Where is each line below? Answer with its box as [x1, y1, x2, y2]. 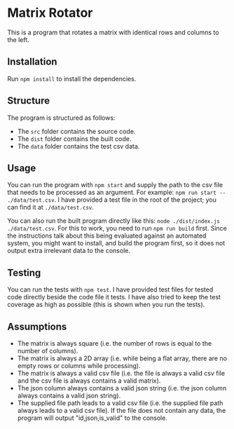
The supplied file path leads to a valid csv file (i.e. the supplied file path [17, 399, 223, 407]
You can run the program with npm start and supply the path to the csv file [7, 181, 223, 189]
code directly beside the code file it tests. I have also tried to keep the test [7, 293, 221, 301]
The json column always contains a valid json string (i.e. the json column [17, 384, 227, 392]
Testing [7, 266, 41, 278]
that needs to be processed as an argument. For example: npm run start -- [7, 188, 226, 197]
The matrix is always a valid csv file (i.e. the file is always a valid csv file [17, 369, 226, 377]
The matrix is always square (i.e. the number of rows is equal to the [17, 339, 212, 348]
